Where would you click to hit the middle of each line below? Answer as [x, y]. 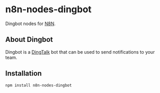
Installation [24, 73]
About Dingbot [29, 40]
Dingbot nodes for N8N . [30, 24]
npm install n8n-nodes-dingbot [39, 85]
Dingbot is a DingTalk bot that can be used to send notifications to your [80, 52]
